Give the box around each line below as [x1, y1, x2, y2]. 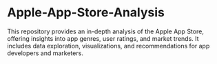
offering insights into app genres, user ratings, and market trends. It [7, 34, 199, 42]
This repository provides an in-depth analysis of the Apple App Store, [7, 27, 205, 35]
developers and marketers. [7, 49, 84, 57]
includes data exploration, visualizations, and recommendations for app [7, 42, 210, 50]
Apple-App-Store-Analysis [7, 5, 165, 20]
